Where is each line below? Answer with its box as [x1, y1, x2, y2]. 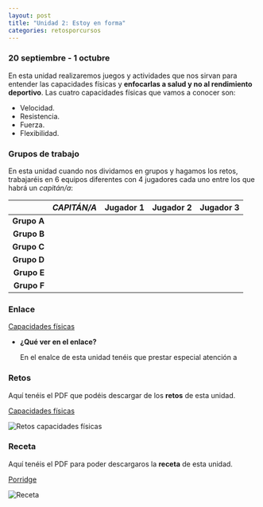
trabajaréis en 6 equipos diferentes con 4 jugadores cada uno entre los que [8, 174, 256, 184]
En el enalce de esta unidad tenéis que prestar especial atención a [19, 353, 238, 362]
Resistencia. [19, 111, 60, 121]
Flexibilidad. [19, 128, 60, 137]
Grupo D [12, 253, 45, 265]
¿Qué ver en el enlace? [19, 337, 97, 346]
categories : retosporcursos [8, 26, 102, 34]
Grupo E [13, 267, 45, 278]
